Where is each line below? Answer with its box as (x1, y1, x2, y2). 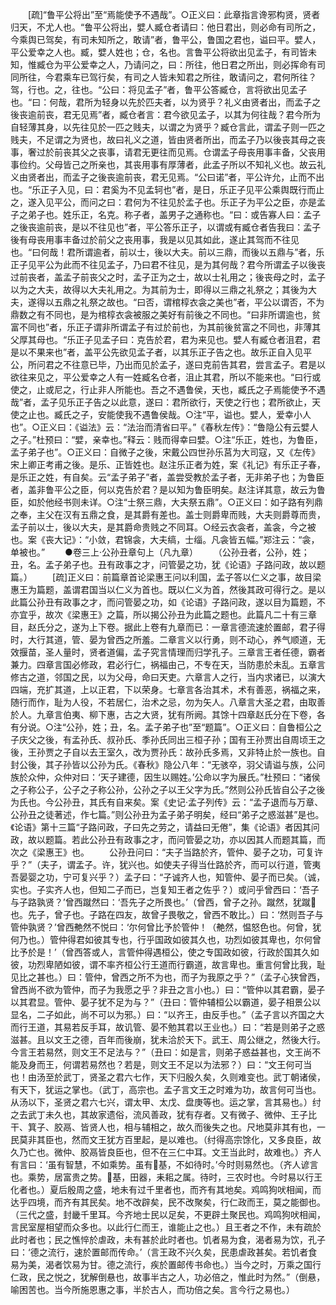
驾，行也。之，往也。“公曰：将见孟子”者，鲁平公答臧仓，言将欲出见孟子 (10, 84, 308, 95)
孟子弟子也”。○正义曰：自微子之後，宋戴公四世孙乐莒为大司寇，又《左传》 (10, 446, 320, 458)
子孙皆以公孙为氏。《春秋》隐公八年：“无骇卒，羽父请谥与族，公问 (53, 759, 326, 770)
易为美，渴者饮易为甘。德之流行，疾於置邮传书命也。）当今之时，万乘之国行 (10, 1259, 322, 1270)
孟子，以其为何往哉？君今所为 (198, 109, 322, 120)
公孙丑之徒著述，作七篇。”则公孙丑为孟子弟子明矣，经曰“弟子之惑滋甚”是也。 (10, 809, 325, 820)
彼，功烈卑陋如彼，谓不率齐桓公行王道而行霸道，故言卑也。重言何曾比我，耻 (10, 959, 326, 970)
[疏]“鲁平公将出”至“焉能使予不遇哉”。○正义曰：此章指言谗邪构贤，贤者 (27, 9, 321, 20)
